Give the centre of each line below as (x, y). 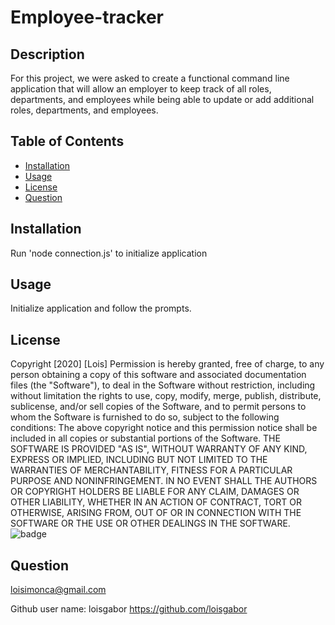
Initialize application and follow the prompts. (101, 308)
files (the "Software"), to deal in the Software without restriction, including (163, 385)
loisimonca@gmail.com (58, 590)
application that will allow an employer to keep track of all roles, (141, 89)
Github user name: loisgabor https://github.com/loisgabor (129, 609)
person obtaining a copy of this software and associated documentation (158, 375)
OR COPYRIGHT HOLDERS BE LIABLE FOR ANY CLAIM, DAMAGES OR (155, 492)
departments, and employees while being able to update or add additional (162, 99)
